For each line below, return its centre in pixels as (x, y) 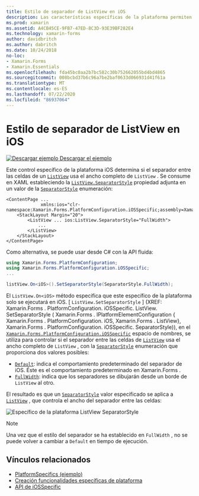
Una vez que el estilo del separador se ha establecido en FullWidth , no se (97, 435)
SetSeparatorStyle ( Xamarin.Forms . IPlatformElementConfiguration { (91, 315)
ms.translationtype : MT (36, 84)
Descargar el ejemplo (86, 158)
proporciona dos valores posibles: (48, 353)
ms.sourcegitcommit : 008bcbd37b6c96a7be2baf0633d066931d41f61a (86, 78)
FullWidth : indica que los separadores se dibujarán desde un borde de (101, 376)
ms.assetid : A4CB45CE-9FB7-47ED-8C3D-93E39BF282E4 (70, 28)
